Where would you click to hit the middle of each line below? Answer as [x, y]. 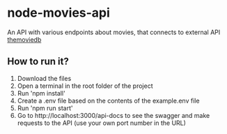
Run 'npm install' [41, 93]
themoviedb [24, 39]
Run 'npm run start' [45, 108]
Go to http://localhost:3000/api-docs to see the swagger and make [113, 115]
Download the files [44, 78]
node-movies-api [58, 13]
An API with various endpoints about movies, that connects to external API [114, 32]
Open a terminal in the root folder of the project [85, 86]
